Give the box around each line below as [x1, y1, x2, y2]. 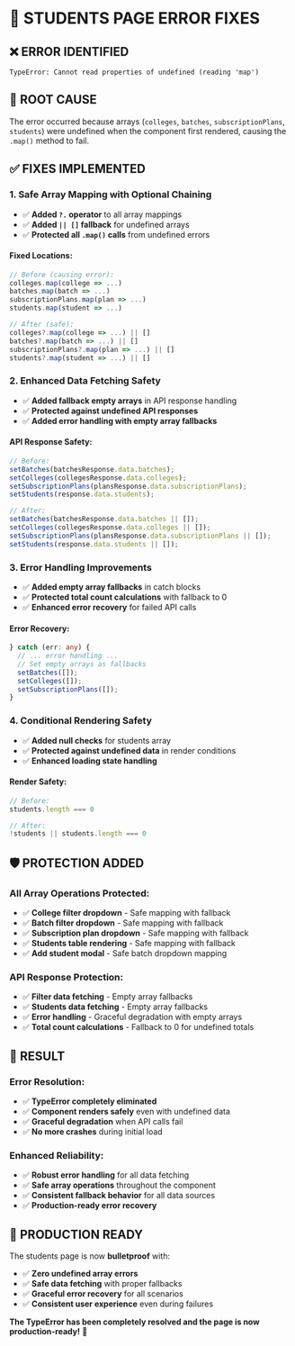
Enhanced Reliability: [9, 1149, 104, 1161]
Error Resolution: [9, 1075, 85, 1088]
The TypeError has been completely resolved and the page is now [9, 1316, 260, 1327]
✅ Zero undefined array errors [22, 1269, 139, 1279]
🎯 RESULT [9, 1048, 66, 1063]
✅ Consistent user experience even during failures [22, 1298, 214, 1309]
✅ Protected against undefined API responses [22, 405, 199, 416]
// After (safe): [9, 320, 75, 330]
